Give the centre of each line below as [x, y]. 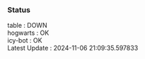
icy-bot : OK [25, 41]
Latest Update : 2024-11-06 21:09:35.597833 [73, 48]
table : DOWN [27, 26]
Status [19, 10]
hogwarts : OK [28, 33]
